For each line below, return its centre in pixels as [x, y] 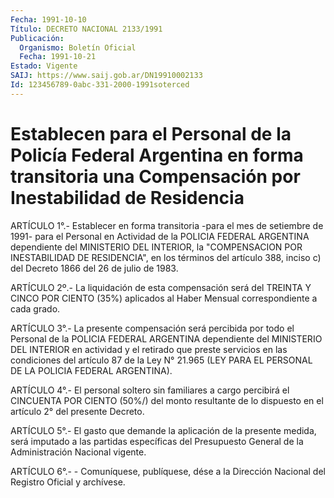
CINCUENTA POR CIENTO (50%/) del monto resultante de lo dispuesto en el [167, 400]
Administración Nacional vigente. [78, 452]
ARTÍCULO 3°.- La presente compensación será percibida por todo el [152, 328]
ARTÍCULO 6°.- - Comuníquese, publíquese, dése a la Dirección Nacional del [168, 471]
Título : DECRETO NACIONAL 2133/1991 [86, 29]
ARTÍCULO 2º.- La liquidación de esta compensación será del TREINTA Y [161, 287]
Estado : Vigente [44, 66]
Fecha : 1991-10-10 [48, 19]
